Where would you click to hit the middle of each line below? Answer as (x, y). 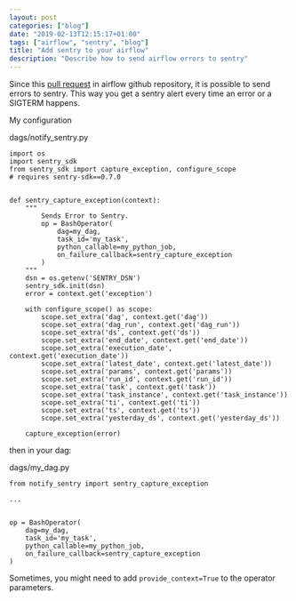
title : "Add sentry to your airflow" (79, 51)
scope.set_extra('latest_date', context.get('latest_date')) (157, 364)
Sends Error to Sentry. (85, 216)
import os (28, 154)
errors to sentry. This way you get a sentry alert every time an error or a (141, 93)
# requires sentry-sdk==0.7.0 (65, 177)
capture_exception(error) (73, 434)
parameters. (32, 587)
